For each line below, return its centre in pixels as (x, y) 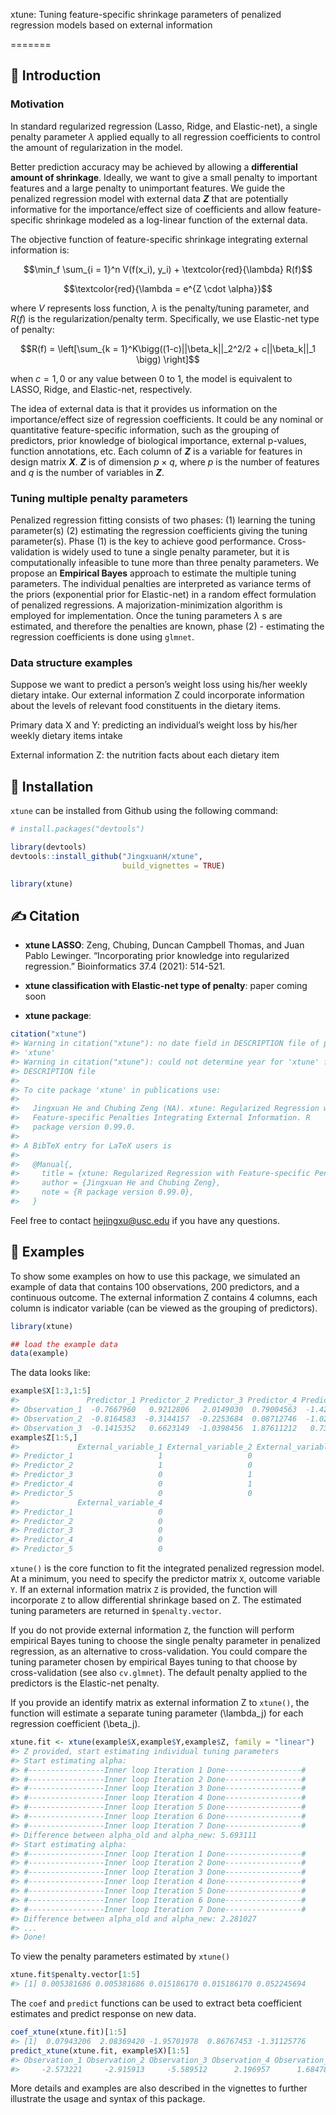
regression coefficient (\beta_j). (75, 1724)
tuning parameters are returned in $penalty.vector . (116, 1611)
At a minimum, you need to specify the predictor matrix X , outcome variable (165, 1579)
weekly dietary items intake (66, 736)
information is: (40, 250)
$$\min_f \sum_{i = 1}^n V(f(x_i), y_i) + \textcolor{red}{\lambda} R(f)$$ (168, 269)
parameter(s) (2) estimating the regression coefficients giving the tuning (159, 530)
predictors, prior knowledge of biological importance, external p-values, (158, 440)
